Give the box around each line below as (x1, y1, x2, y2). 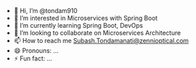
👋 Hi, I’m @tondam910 (13, 7, 78, 15)
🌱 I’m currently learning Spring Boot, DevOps (13, 22, 143, 29)
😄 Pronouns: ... (13, 46, 59, 55)
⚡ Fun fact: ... (13, 54, 52, 62)
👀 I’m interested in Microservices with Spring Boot (13, 14, 158, 22)
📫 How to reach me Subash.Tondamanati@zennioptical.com (13, 37, 189, 44)
